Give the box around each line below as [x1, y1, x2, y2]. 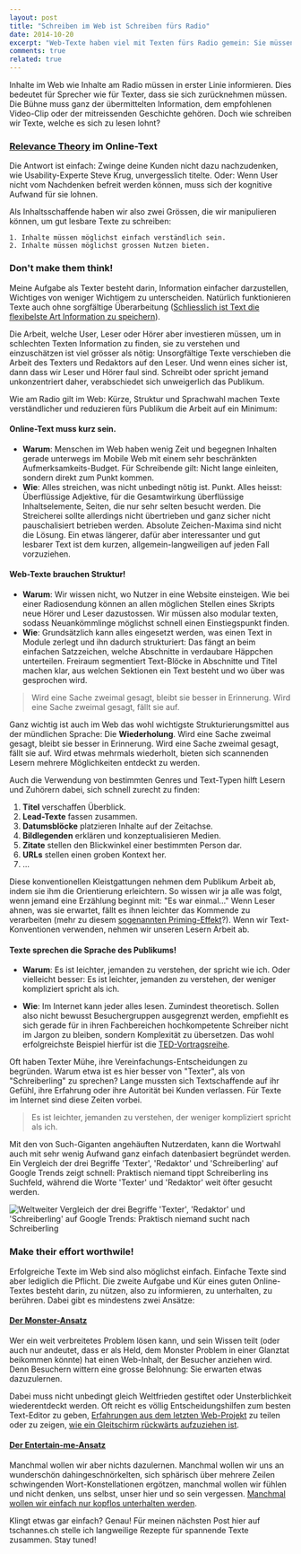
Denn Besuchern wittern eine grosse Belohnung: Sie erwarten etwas [9, 1364, 262, 1374]
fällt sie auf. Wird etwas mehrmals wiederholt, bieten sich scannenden [9, 748, 269, 759]
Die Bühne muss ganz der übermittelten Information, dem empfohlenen [9, 99, 272, 109]
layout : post [9, 13, 58, 22]
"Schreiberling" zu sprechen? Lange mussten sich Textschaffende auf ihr [9, 1076, 279, 1086]
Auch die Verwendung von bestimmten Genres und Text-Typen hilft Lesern [9, 775, 286, 786]
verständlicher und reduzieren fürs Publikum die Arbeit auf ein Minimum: [9, 403, 278, 414]
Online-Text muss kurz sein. [9, 424, 116, 435]
